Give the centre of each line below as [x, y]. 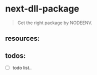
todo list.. [22, 68]
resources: [22, 39]
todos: [15, 56]
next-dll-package [42, 9]
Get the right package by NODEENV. [55, 23]
